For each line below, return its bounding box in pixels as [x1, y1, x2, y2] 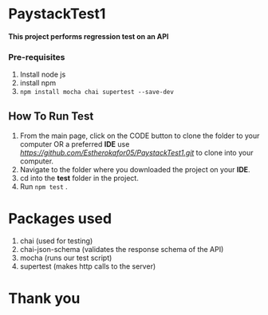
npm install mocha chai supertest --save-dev [19, 89, 174, 96]
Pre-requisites [8, 51, 65, 62]
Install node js [19, 69, 66, 80]
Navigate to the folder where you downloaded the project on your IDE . [19, 164, 250, 174]
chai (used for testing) [19, 236, 93, 246]
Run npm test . [19, 181, 68, 191]
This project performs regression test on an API [8, 31, 169, 41]
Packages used [8, 210, 112, 228]
